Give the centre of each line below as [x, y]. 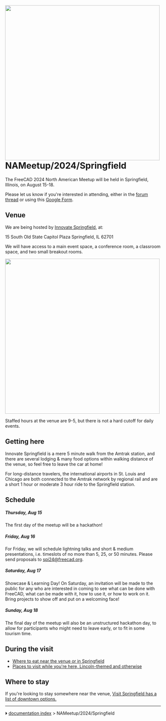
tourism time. [19, 633]
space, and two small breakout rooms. [44, 252]
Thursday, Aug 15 [24, 512]
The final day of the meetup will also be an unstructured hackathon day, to [81, 623]
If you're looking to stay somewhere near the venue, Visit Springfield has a [81, 694]
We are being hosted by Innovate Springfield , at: [54, 227]
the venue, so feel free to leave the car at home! [54, 464]
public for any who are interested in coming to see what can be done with [80, 589]
